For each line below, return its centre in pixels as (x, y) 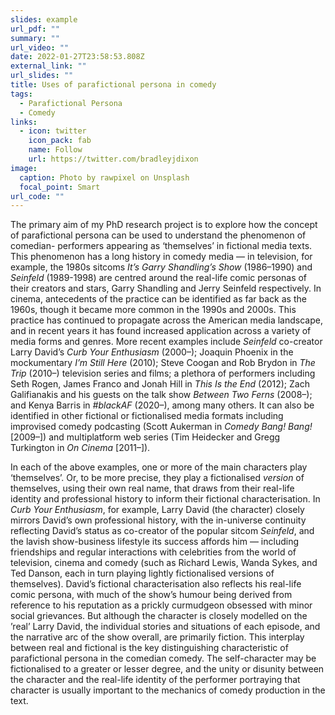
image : (24, 168)
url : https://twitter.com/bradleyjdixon (113, 159)
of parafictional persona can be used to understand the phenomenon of (158, 235)
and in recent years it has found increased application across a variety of (161, 331)
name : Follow (55, 150)
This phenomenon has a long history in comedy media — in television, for (161, 257)
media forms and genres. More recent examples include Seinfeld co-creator (166, 342)
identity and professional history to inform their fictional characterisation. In (165, 499)
